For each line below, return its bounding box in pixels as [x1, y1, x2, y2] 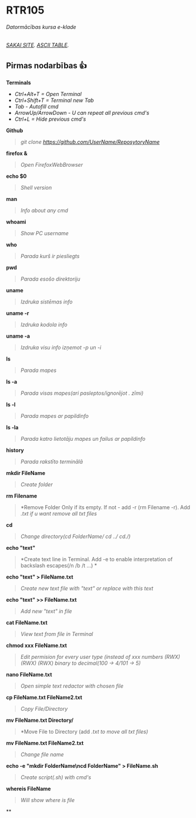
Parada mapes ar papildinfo [20, 413, 89, 420]
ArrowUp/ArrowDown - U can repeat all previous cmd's [14, 110, 150, 117]
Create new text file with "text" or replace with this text [20, 585, 154, 592]
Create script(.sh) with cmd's [20, 774, 92, 781]
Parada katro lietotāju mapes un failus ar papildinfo [20, 436, 146, 443]
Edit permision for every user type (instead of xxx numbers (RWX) [20, 654, 181, 661]
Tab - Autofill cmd [14, 103, 59, 110]
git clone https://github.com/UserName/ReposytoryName [20, 138, 160, 146]
